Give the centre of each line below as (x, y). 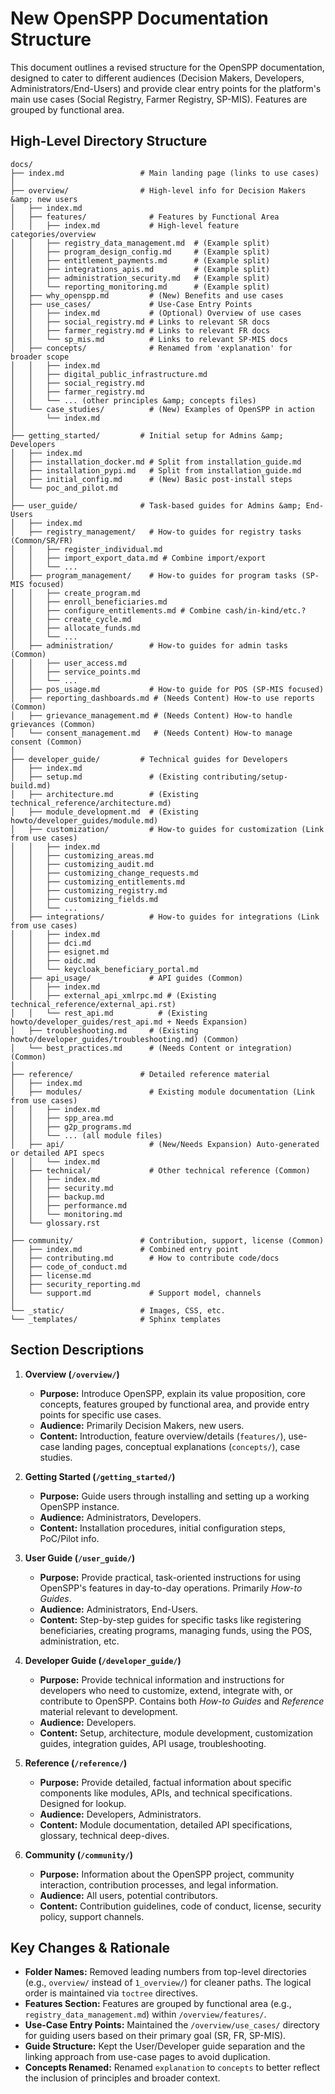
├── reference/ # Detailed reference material (140, 1074)
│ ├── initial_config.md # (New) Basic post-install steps (151, 479)
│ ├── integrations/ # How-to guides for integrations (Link (165, 917)
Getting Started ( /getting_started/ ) (100, 1476)
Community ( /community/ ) (79, 1854)
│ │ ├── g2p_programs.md (71, 1127)
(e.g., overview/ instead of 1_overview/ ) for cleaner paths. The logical (168, 1983)
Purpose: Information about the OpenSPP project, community (167, 1874)
